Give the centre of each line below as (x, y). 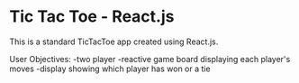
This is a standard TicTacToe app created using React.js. (114, 41)
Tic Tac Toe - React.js (92, 17)
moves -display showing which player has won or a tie (110, 69)
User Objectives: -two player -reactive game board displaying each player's (150, 59)
